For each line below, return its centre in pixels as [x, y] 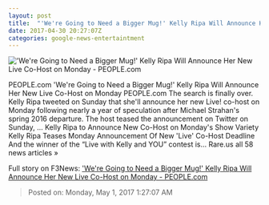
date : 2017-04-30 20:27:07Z [55, 30]
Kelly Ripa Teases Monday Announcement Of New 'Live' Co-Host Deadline [132, 136]
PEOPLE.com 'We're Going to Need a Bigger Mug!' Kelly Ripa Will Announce [134, 85]
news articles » [33, 153]
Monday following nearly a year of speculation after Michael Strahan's [124, 111]
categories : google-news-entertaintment [77, 38]
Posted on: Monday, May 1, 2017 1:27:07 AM [100, 192]
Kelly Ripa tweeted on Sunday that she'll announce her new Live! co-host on [134, 102]
